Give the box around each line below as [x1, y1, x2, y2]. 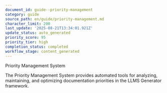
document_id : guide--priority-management [5, 7, 93, 12]
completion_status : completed [5, 44, 69, 49]
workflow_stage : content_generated [5, 49, 80, 54]
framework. [5, 83, 29, 89]
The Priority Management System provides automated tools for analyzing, [5, 72, 158, 78]
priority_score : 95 [5, 35, 46, 40]
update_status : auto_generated [5, 30, 71, 35]
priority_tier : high [5, 40, 49, 45]
